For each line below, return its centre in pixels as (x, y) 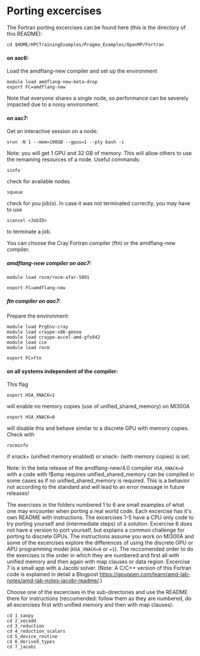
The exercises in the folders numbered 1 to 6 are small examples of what (96, 505)
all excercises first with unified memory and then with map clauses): (90, 605)
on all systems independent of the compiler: (62, 371)
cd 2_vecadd (21, 621)
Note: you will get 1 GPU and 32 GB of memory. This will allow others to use (99, 153)
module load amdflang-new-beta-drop (52, 82)
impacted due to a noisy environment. (53, 105)
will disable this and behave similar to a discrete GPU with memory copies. (98, 428)
